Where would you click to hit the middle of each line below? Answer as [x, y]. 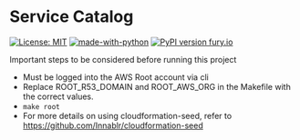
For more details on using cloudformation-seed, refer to [127, 115]
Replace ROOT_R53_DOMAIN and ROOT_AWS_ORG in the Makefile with [157, 86]
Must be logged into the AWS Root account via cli [116, 77]
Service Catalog [72, 17]
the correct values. [58, 96]
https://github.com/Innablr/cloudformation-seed [113, 125]
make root [41, 106]
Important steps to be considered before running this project [123, 59]
